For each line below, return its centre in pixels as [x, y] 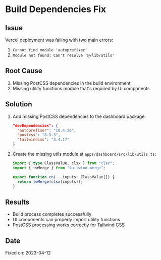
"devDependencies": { [35, 125]
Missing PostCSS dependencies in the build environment [71, 83]
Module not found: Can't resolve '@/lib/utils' [63, 55]
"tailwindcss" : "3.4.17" [43, 140]
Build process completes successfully [52, 214]
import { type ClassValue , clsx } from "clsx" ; [64, 163]
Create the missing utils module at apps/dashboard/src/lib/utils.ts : [84, 154]
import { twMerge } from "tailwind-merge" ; [59, 168]
